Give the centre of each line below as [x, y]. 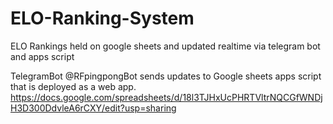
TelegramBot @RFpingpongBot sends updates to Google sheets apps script [166, 76]
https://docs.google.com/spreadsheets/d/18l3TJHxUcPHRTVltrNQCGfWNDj [166, 97]
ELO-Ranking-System [102, 18]
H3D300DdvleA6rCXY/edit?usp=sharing [93, 108]
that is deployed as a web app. [73, 86]
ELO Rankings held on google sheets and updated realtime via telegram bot [165, 46]
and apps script [42, 56]
